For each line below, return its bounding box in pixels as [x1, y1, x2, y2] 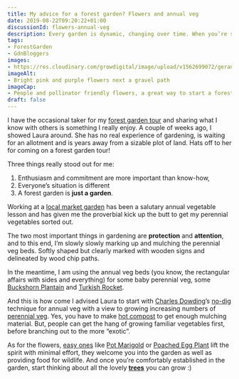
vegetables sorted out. [7, 218, 74, 226]
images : [7, 57, 31, 64]
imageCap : [7, 83, 37, 90]
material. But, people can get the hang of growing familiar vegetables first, [7, 319, 225, 328]
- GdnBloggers [7, 50, 50, 58]
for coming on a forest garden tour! [7, 146, 110, 154]
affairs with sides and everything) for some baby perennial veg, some [7, 275, 211, 284]
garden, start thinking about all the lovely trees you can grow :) [7, 363, 192, 372]
